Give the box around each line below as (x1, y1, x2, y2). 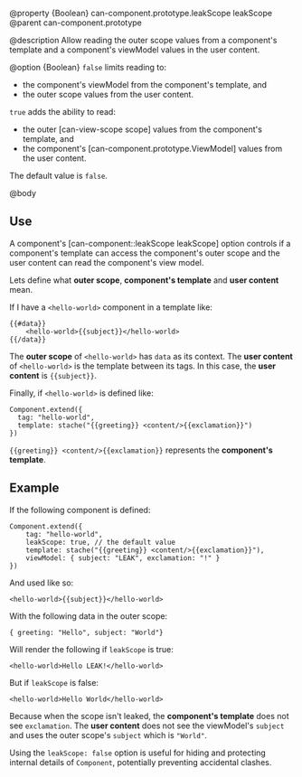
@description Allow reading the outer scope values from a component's (9, 35, 278, 45)
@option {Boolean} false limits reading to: (9, 62, 167, 72)
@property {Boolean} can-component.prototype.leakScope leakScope (9, 8, 273, 18)
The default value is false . (9, 171, 109, 181)
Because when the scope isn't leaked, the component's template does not (9, 710, 289, 721)
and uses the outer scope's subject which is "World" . (9, 729, 208, 740)
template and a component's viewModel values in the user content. (9, 44, 260, 55)
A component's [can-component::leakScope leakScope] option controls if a (9, 238, 291, 248)
